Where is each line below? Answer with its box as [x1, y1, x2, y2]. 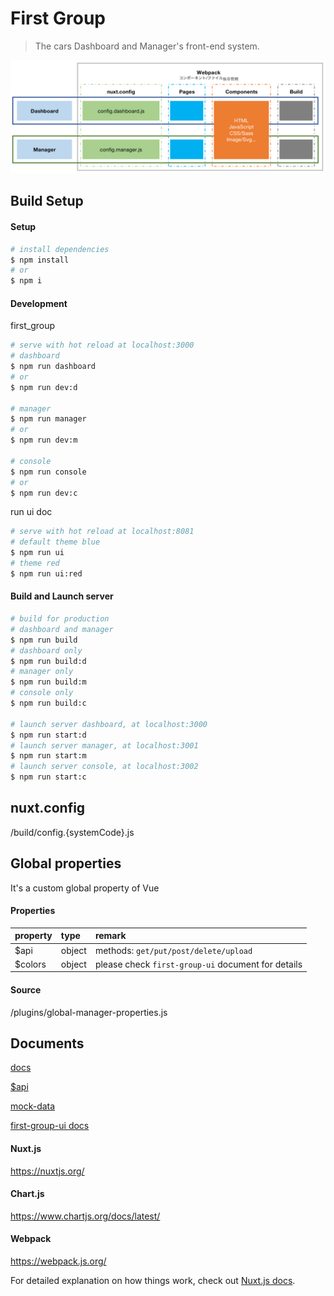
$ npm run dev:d [10, 382, 78, 392]
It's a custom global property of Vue [10, 882, 160, 894]
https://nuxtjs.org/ [10, 1165, 85, 1177]
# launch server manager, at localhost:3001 [10, 740, 199, 751]
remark [94, 930, 127, 942]
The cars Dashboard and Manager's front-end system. [34, 40, 260, 52]
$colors [14, 958, 47, 970]
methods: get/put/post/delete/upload [94, 944, 253, 956]
